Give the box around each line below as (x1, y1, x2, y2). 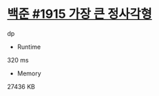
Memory (17, 69, 41, 77)
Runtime (17, 43, 41, 51)
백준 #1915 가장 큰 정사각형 (7, 6, 153, 22)
